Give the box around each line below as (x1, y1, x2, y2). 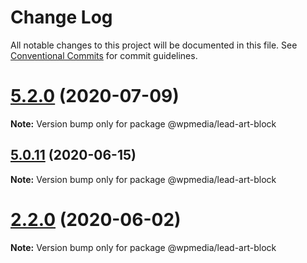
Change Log (10, 6, 113, 29)
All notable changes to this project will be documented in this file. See (10, 39, 298, 51)
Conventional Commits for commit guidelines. (10, 49, 198, 61)
